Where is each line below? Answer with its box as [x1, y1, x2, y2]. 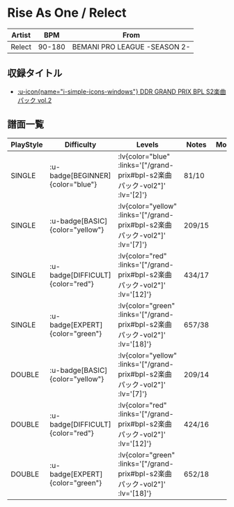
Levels [136, 140, 159, 149]
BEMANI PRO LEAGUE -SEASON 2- [72, 42, 191, 52]
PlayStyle [10, 140, 43, 149]
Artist [11, 30, 31, 40]
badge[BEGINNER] [49, 170, 111, 180]
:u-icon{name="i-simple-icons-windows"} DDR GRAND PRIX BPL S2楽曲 [17, 87, 226, 96]
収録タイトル [7, 68, 63, 80]
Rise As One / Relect [7, 5, 127, 21]
